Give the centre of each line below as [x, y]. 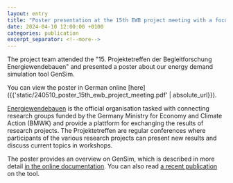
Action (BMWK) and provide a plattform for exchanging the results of [105, 123]
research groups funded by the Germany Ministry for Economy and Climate [115, 116]
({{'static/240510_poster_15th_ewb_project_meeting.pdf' [87, 95]
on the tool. [24, 174]
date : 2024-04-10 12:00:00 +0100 [55, 26]
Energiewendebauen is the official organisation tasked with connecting [109, 109]
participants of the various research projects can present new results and [112, 138]
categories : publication [43, 33]
